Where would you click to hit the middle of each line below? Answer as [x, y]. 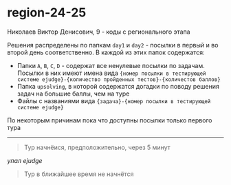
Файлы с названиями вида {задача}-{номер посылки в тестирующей [114, 100]
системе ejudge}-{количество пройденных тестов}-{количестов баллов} [119, 79]
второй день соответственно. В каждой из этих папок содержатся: [106, 52]
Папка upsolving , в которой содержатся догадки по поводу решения [118, 86]
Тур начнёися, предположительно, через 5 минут [97, 147]
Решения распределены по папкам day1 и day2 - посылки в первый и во [113, 45]
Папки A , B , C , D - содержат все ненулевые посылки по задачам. [111, 65]
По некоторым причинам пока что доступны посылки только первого [110, 120]
